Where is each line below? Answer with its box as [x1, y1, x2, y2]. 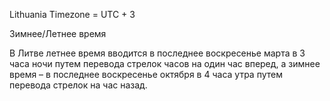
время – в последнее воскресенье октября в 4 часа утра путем [9, 69, 283, 80]
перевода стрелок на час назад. [9, 79, 148, 91]
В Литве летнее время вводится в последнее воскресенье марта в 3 [9, 47, 306, 59]
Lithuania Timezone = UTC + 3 [9, 9, 136, 20]
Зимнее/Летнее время [9, 28, 107, 39]
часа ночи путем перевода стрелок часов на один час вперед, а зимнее [9, 58, 321, 69]
